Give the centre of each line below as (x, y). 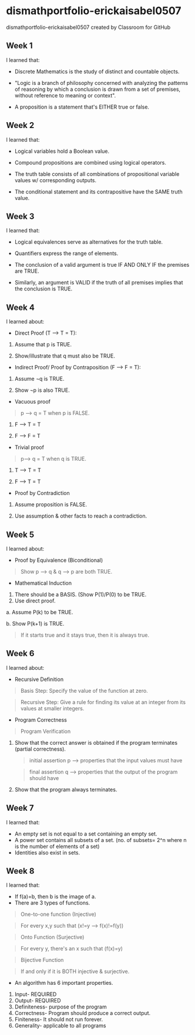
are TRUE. (27, 271)
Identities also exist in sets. (47, 852)
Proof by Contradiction (42, 493)
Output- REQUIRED (38, 1001)
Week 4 (21, 307)
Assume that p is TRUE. (43, 345)
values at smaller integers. (52, 708)
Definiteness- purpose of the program (60, 1007)
